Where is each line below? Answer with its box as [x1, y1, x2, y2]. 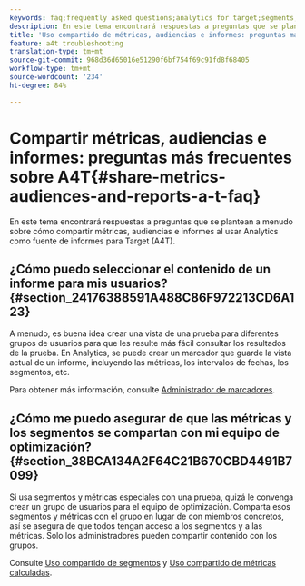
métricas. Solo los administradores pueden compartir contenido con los [9, 531, 278, 541]
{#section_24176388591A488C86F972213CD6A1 [9, 290, 295, 305]
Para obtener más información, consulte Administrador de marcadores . [9, 384, 275, 395]
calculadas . [9, 567, 53, 578]
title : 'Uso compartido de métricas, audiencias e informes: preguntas [9, 30, 286, 39]
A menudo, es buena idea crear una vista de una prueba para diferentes [9, 328, 279, 339]
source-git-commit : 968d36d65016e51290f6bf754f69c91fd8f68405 [9, 55, 250, 65]
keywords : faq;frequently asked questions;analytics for [9, 13, 230, 23]
